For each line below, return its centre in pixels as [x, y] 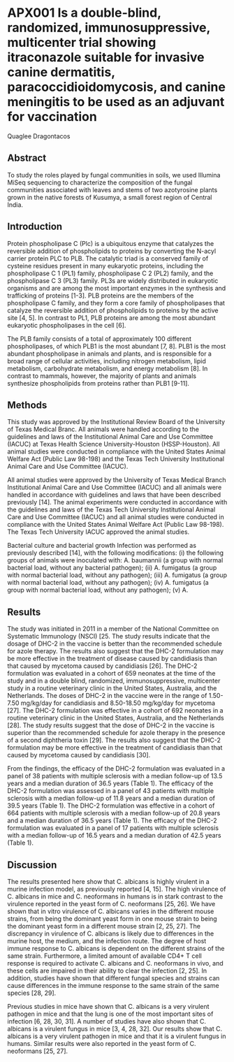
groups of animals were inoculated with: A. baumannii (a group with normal [115, 560]
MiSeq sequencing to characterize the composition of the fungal [100, 182]
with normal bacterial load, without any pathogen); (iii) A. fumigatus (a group [117, 575]
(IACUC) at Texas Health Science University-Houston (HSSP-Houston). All [114, 444]
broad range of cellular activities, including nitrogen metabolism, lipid [107, 361]
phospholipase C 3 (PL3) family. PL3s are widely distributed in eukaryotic [113, 280]
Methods [27, 405]
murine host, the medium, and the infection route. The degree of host [107, 941]
